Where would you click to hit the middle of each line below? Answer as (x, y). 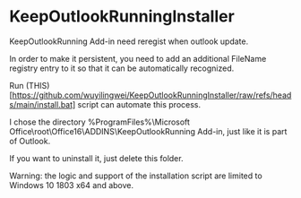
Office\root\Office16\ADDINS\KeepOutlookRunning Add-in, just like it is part (148, 131)
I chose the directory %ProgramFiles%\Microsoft (100, 122)
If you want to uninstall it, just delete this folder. (96, 158)
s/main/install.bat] (43, 104)
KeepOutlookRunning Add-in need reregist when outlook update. (129, 41)
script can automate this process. (139, 104)
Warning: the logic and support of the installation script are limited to (136, 176)
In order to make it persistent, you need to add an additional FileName (138, 58)
